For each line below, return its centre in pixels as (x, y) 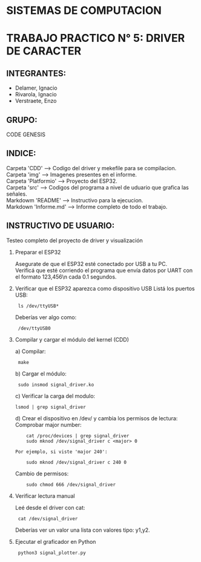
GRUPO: (22, 120)
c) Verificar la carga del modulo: (55, 396)
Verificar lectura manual (45, 496)
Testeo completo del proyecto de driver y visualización (75, 240)
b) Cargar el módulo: (41, 374)
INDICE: (21, 154)
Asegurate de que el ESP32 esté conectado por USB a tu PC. (91, 263)
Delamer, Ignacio (36, 88)
